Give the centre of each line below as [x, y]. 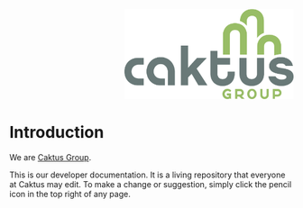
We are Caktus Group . [50, 157]
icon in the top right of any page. [70, 194]
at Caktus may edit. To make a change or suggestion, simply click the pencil [151, 184]
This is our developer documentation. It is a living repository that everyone [147, 175]
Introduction [57, 132]
